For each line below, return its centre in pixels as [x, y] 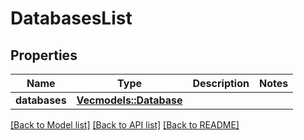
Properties [44, 55]
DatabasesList [71, 18]
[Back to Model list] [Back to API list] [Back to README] [125, 125]
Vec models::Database [129, 100]
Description [221, 83]
